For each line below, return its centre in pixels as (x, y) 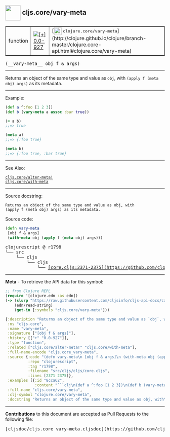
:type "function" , (27, 343)
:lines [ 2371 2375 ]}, (50, 376)
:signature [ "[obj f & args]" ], (41, 333)
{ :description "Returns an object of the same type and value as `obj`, (83, 319)
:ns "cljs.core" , (26, 324)
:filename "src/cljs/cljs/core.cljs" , (69, 371)
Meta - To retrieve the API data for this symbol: (54, 282)
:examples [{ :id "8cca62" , (36, 381)
